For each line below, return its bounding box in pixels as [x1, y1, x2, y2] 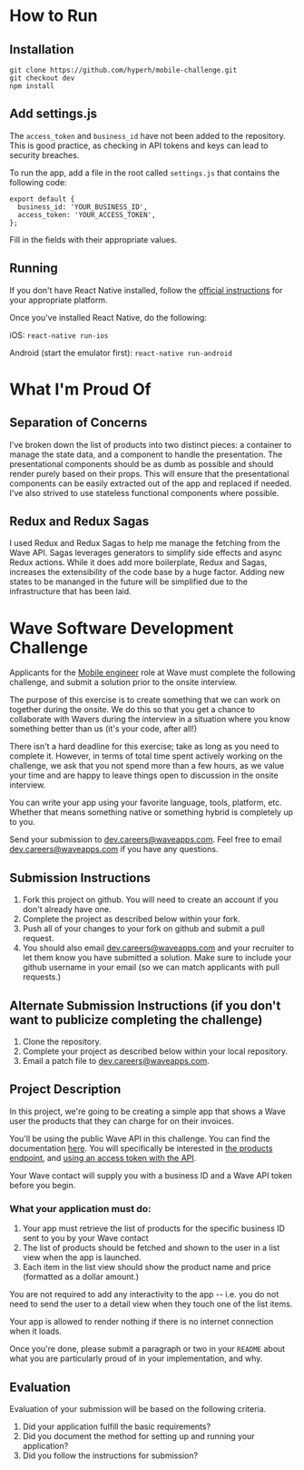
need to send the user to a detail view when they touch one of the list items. [9, 1298, 293, 1309]
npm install [9, 82, 54, 91]
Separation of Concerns [9, 415, 148, 431]
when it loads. [9, 1326, 62, 1336]
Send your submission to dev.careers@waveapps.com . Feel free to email [9, 834, 282, 845]
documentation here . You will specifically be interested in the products [9, 1142, 273, 1154]
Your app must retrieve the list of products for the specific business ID [22, 1223, 286, 1234]
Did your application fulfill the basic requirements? [22, 1421, 211, 1432]
